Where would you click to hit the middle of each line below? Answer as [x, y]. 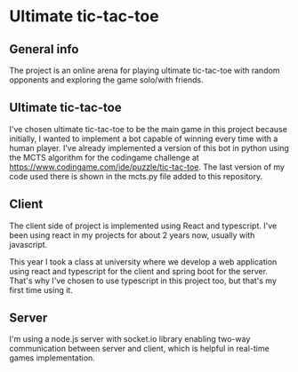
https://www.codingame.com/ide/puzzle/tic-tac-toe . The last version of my [147, 167]
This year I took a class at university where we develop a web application [143, 261]
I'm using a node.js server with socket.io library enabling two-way [130, 339]
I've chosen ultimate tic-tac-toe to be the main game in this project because [148, 129]
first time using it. [41, 289]
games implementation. [52, 358]
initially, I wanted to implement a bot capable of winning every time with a [144, 139]
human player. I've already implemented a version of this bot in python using [149, 147]
